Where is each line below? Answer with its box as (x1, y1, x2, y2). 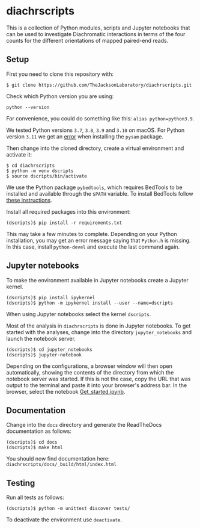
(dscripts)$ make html (6, 444, 63, 451)
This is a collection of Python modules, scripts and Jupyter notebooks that (6, 24, 190, 31)
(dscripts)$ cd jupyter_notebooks (6, 346, 93, 353)
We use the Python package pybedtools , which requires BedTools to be (6, 184, 183, 191)
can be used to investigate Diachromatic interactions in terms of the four (6, 30, 186, 37)
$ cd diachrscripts (6, 163, 55, 169)
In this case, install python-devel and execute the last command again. (6, 243, 180, 250)
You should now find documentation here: (6, 455, 110, 462)
